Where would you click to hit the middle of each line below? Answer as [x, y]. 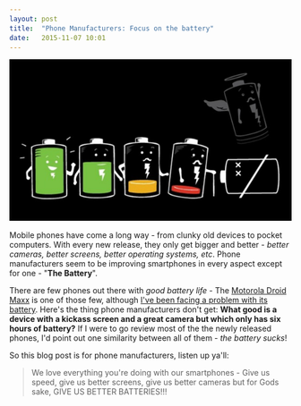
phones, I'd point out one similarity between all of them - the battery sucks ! [148, 338]
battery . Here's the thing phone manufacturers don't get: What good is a [143, 309]
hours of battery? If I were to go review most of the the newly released [140, 329]
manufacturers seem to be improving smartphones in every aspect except [146, 264]
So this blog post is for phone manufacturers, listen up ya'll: [119, 355]
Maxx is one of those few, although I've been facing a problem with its [139, 300]
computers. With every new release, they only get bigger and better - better [149, 245]
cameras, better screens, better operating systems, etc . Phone [125, 254]
